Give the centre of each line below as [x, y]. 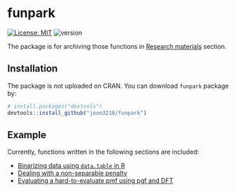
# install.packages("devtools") [55, 106]
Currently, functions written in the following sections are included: [103, 152]
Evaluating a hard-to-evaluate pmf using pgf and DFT [95, 181]
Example [27, 135]
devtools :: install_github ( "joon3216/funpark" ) [77, 113]
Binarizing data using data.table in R [71, 166]
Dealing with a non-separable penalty [72, 173]
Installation [33, 69]
